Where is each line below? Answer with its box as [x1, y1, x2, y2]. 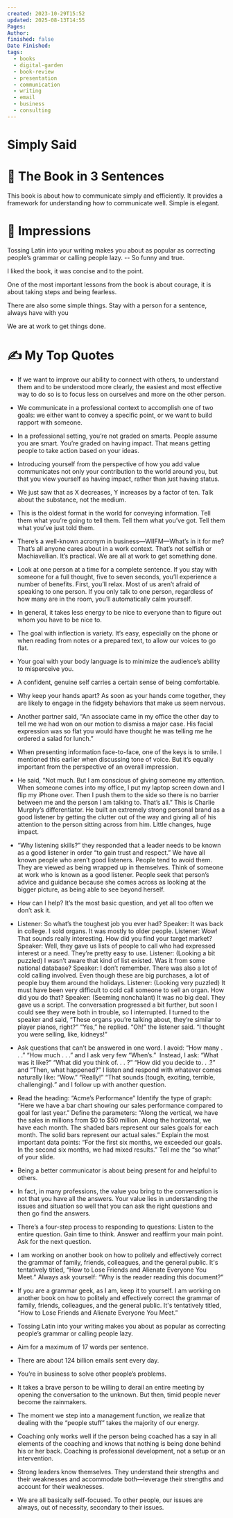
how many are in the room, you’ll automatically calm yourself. [17, 595, 193, 603]
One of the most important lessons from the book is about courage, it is [7, 280, 212, 289]
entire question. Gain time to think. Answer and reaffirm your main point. [17, 1229, 224, 1238]
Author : [7, 29, 30, 37]
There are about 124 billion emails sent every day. [17, 1356, 159, 1364]
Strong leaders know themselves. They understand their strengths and [17, 1467, 220, 1476]
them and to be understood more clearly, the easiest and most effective [17, 382, 222, 391]
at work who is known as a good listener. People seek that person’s [17, 870, 209, 878]
